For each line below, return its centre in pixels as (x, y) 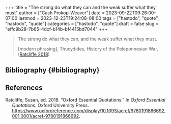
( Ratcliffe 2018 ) (34, 54)
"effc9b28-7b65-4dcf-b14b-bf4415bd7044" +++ (56, 29)
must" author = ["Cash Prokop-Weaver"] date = (55, 13)
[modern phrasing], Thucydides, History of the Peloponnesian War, (88, 49)
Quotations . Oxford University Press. (50, 105)
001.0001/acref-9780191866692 (46, 116)
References (24, 88)
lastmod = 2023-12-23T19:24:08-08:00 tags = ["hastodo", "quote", (89, 18)
